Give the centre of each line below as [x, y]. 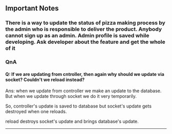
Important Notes [32, 8]
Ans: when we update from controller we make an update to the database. [83, 91]
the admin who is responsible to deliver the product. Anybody [84, 29]
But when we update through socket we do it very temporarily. [71, 96]
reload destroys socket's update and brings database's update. [72, 121]
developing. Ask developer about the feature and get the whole [85, 42]
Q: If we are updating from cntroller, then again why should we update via [85, 74]
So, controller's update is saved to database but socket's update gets [79, 106]
